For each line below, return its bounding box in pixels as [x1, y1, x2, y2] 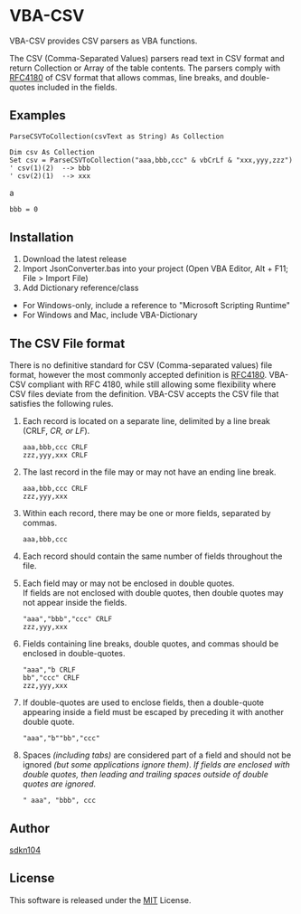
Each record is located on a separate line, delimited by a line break [22, 416, 271, 427]
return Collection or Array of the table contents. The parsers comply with [9, 62, 281, 73]
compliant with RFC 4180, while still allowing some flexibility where [27, 379, 277, 390]
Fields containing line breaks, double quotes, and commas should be [22, 638, 279, 649]
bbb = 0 [9, 204, 39, 213]
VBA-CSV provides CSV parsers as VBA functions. [9, 35, 198, 46]
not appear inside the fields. [22, 598, 127, 608]
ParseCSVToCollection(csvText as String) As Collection [9, 132, 224, 141]
